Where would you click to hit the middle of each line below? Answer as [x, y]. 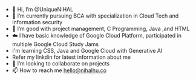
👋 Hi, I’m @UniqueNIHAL [43, 9]
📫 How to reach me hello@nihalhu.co [59, 70]
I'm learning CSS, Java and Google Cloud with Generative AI [87, 51]
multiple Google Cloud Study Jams [55, 44]
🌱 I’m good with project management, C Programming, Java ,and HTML [101, 28]
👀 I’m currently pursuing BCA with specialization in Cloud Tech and [95, 16]
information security [37, 22]
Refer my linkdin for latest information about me [71, 57]
